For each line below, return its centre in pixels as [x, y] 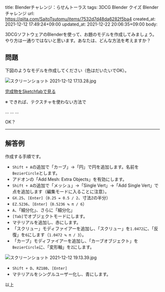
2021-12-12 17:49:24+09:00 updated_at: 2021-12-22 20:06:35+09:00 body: [81, 24]
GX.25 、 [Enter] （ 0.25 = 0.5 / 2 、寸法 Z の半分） [61, 198]
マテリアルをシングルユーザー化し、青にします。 [61, 274]
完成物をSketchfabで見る [30, 91]
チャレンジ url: [20, 13]
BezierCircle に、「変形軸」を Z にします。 [53, 247]
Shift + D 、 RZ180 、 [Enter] [40, 268]
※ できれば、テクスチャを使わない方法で [46, 102]
